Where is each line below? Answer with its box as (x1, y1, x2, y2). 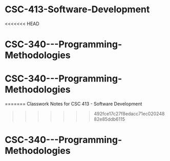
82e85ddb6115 (94, 116, 125, 123)
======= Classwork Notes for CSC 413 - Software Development (5, 101, 142, 107)
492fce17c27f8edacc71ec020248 (94, 111, 165, 117)
